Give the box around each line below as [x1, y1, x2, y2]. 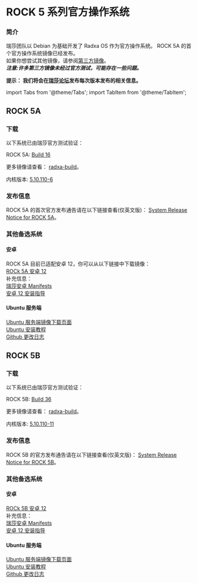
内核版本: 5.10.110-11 [6, 420, 54, 428]
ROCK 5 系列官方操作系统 [6, 5, 130, 19]
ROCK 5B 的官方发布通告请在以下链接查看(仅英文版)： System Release [6, 451, 177, 458]
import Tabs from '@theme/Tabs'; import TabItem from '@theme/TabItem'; [6, 89, 187, 96]
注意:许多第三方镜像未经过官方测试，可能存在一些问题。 [6, 64, 142, 71]
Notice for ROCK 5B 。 [6, 458, 60, 466]
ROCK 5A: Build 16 [6, 151, 51, 158]
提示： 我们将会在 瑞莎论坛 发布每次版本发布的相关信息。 [6, 77, 142, 84]
